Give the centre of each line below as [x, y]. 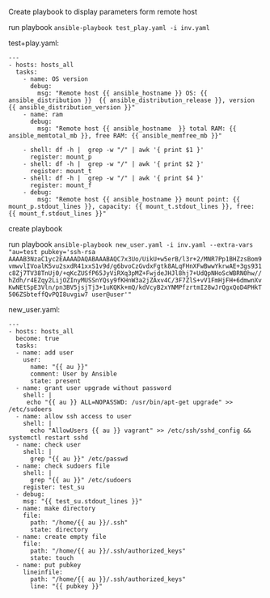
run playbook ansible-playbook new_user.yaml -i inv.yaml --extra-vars [131, 244]
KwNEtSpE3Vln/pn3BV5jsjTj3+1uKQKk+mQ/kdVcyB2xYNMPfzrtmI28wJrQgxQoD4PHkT [135, 287]
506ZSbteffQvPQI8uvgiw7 [49, 295]
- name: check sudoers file [63, 466]
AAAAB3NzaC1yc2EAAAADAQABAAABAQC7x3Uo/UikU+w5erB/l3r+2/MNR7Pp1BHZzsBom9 [135, 259]
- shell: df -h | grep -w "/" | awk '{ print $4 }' [114, 178]
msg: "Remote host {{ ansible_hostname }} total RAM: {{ [137, 129]
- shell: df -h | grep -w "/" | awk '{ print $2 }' [114, 164]
